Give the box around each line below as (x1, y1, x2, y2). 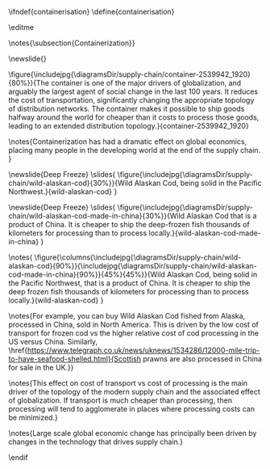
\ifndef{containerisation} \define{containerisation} (8, 7, 175, 16)
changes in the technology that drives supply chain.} (8, 437, 184, 446)
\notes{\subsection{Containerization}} (8, 38, 135, 48)
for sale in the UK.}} (8, 363, 74, 372)
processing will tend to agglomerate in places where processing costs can (8, 404, 255, 413)
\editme (8, 23, 35, 32)
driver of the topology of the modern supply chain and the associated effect (8, 387, 260, 396)
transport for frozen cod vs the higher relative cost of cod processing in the (8, 328, 260, 338)
